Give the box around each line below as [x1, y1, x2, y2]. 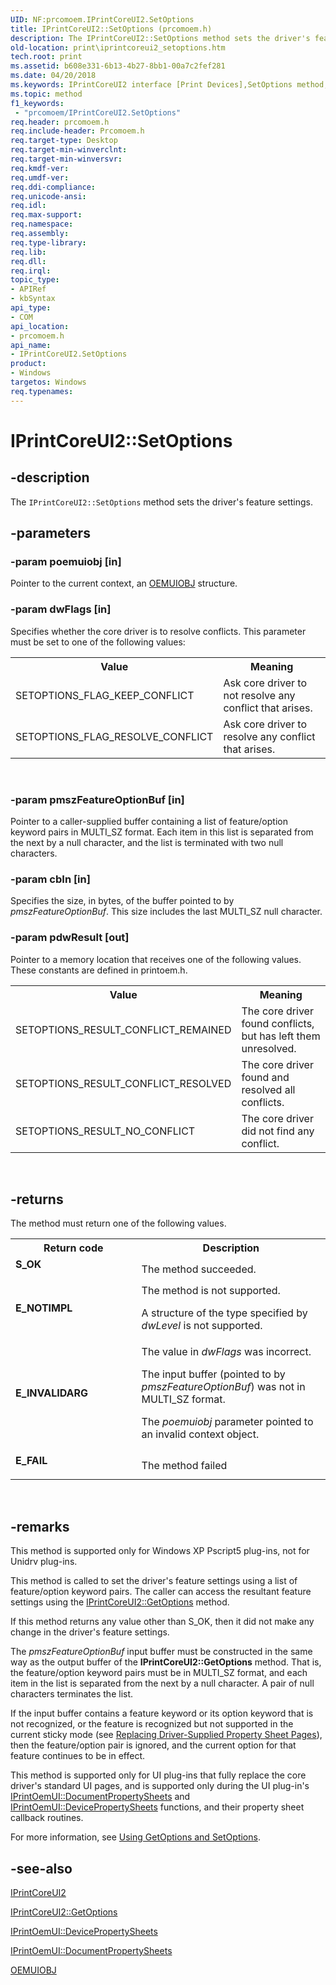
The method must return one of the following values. [10, 1217, 227, 1230]
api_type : [10, 303, 52, 313]
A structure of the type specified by [141, 1306, 308, 1320]
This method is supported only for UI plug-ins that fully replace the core [10, 1769, 307, 1781]
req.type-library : [10, 237, 87, 248]
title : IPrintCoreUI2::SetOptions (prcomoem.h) [10, 24, 213, 34]
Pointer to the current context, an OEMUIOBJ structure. [10, 577, 238, 590]
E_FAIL [15, 1454, 48, 1468]
